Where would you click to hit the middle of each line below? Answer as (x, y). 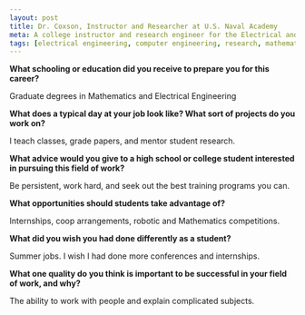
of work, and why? (45, 283)
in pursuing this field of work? (67, 168)
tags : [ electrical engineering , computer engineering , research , (135, 43)
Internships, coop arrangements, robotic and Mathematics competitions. (145, 221)
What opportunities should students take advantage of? (117, 203)
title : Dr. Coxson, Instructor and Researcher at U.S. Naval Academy (144, 26)
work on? (27, 123)
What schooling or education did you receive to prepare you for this (139, 69)
